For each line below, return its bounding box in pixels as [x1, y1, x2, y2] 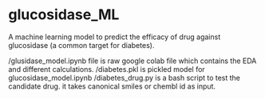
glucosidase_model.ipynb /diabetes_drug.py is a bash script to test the [8, 73, 241, 82]
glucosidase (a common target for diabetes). [8, 40, 155, 49]
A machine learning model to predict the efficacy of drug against [8, 32, 221, 42]
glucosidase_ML [8, 6, 120, 24]
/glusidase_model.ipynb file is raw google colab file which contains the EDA [8, 56, 257, 65]
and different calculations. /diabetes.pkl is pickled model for [8, 64, 205, 73]
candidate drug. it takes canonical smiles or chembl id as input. [8, 81, 216, 91]
